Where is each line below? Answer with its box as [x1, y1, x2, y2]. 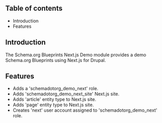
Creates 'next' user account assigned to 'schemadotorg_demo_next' [12, 107, 157, 113]
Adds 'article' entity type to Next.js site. [12, 96, 96, 102]
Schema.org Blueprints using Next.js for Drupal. [5, 57, 106, 63]
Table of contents [5, 4, 63, 13]
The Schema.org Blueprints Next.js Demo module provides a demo [5, 51, 147, 58]
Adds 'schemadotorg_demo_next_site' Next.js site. [12, 91, 119, 97]
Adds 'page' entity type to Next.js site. [12, 102, 94, 108]
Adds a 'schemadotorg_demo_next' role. [12, 86, 98, 92]
